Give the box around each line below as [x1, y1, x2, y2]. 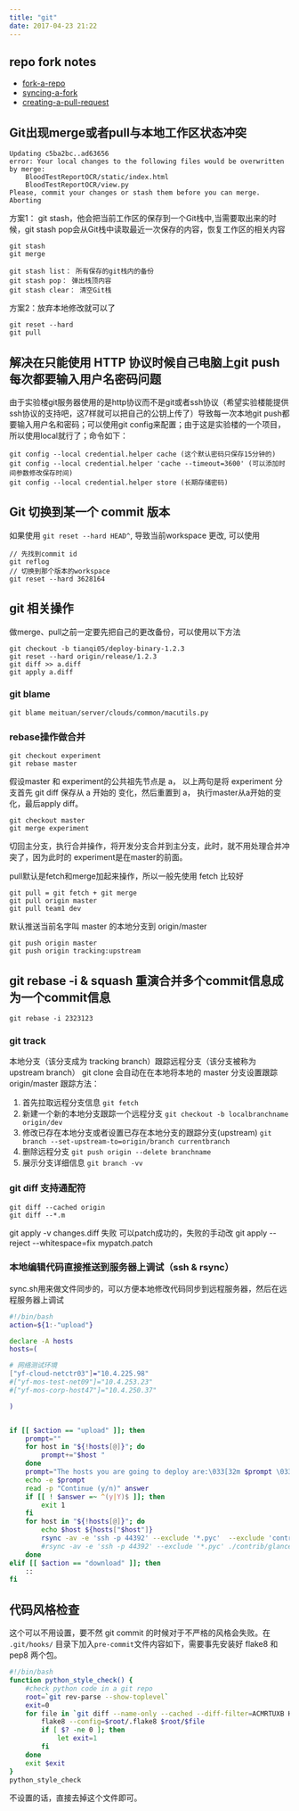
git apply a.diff [9, 667, 74, 676]
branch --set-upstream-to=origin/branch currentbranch [21, 1137, 230, 1146]
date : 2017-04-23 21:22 [9, 21, 98, 30]
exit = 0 [25, 1700, 50, 1709]
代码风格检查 [9, 1602, 80, 1617]
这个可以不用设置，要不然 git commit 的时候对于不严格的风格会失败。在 [9, 1627, 271, 1638]
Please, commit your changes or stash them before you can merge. [9, 188, 261, 197]
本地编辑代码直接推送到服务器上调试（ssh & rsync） [9, 1261, 234, 1274]
